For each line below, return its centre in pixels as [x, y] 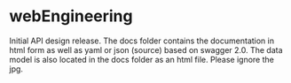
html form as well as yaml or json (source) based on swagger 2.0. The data [146, 49]
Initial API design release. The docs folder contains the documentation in [142, 41]
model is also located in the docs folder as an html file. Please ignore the [142, 59]
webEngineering [71, 16]
